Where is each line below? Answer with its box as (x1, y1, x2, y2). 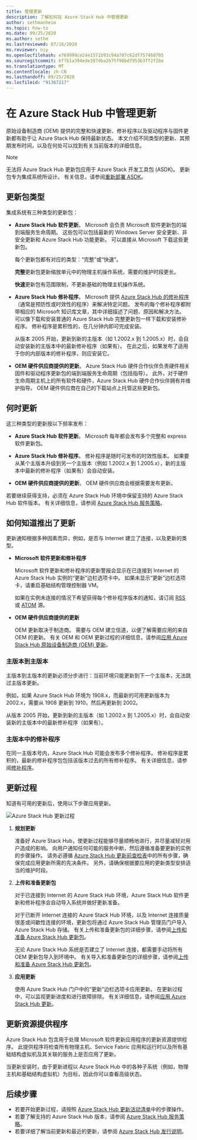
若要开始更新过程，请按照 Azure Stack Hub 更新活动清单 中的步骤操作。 (14, 1106, 187, 1113)
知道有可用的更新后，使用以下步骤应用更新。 (6, 800, 114, 807)
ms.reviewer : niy (6, 47, 49, 53)
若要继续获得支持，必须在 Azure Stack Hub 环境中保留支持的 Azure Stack (6, 492, 184, 499)
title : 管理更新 (6, 8, 42, 15)
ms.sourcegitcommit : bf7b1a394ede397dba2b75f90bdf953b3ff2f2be (6, 58, 164, 63)
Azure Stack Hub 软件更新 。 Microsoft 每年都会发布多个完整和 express (14, 432, 186, 440)
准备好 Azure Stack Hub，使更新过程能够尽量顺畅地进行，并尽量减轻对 (14, 837, 186, 844)
